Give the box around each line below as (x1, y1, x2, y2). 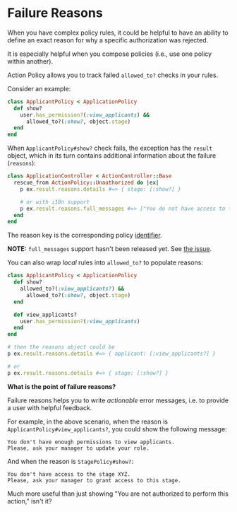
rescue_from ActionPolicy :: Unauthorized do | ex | (13, 179, 159, 187)
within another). (7, 57, 54, 65)
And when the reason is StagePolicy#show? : (7, 457, 134, 465)
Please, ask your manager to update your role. (7, 444, 150, 452)
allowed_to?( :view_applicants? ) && (20, 285, 125, 293)
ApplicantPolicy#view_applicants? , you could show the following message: (7, 424, 227, 433)
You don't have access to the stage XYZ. (7, 470, 131, 478)
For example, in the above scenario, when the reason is (7, 417, 168, 426)
